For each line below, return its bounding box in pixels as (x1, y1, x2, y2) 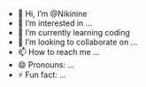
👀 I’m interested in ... (17, 18, 93, 28)
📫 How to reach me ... (17, 47, 100, 57)
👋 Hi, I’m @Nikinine (17, 9, 88, 19)
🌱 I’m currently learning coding (17, 28, 131, 37)
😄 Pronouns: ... (17, 59, 75, 70)
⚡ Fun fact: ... (17, 69, 66, 80)
